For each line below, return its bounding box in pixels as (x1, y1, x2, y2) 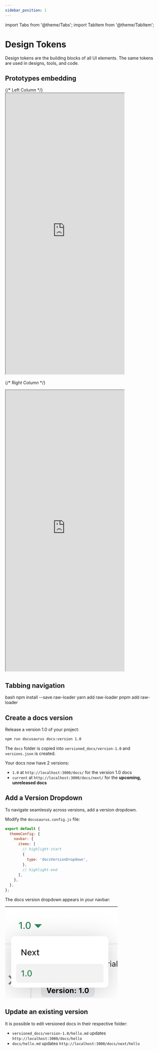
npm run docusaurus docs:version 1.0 (5, 737, 82, 741)
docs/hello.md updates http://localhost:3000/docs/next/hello (12, 1040, 140, 1046)
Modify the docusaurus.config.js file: (5, 816, 80, 822)
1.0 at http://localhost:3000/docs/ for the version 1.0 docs (12, 769, 132, 775)
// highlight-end (22, 867, 57, 872)
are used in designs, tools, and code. (5, 60, 79, 66)
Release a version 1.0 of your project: (5, 727, 79, 732)
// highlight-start (22, 847, 62, 852)
